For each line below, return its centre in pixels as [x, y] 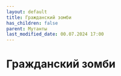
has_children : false [32, 23]
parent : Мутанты [27, 29]
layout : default [27, 12]
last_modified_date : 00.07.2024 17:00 [55, 34]
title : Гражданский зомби [39, 17]
